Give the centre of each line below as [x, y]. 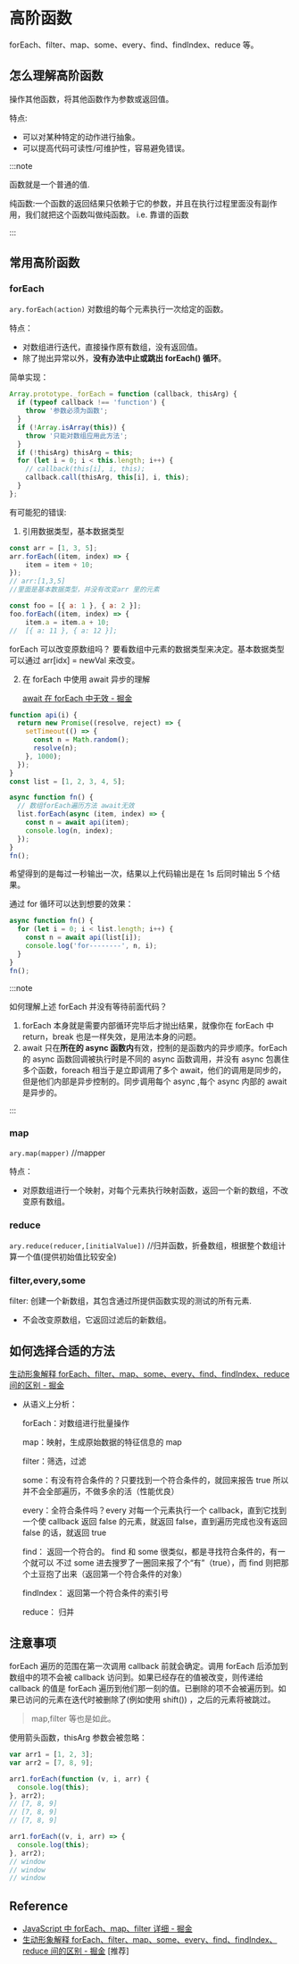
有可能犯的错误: [38, 512]
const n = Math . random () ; [81, 740]
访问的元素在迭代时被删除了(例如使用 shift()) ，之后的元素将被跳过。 [150, 1700]
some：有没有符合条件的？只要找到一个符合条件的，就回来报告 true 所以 [155, 1481]
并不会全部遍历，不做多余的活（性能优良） [100, 1491]
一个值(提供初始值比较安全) [67, 1257]
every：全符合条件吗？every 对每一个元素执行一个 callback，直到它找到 [154, 1510]
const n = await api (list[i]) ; [83, 938]
